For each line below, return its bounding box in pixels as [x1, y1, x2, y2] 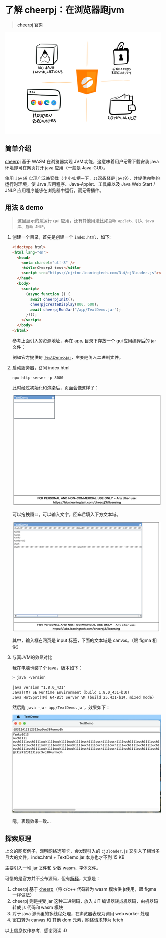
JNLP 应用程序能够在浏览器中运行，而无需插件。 [5, 187, 104, 193]
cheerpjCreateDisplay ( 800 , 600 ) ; [30, 302, 99, 307]
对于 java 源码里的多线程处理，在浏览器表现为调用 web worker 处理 [12, 911, 150, 916]
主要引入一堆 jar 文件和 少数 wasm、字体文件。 [5, 865, 101, 871]
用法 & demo [5, 203, 43, 212]
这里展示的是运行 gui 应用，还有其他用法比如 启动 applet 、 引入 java [17, 217, 154, 223]
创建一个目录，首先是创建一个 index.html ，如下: [12, 234, 111, 240]
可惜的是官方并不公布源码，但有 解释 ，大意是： [5, 876, 100, 881]
